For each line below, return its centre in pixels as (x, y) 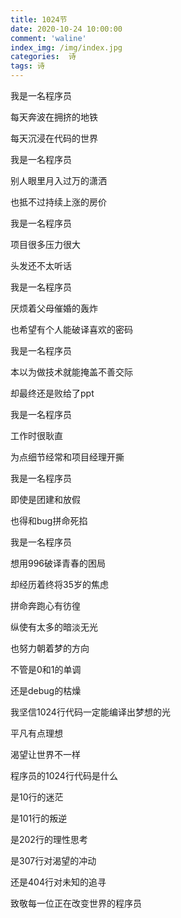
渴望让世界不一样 (45, 754)
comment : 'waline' (48, 38)
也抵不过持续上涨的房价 (58, 202)
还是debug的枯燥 (46, 690)
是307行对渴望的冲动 (53, 860)
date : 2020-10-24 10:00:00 (66, 29)
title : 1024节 (39, 19)
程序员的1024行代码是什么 (64, 775)
